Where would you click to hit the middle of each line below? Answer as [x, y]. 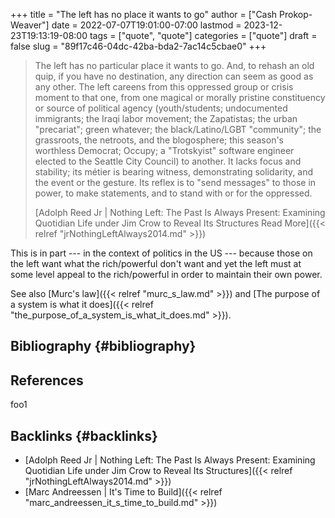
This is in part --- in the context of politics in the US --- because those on [161, 253]
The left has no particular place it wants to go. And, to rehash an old [174, 65]
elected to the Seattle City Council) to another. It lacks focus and [168, 161]
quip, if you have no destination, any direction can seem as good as [174, 76]
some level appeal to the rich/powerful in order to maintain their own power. [166, 274]
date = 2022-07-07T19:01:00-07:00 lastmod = [146, 25]
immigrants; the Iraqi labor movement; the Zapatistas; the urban [166, 118]
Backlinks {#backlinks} [84, 435]
